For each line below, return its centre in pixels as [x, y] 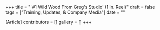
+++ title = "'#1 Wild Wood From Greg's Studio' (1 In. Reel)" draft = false [80, 7]
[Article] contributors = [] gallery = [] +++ [49, 22]
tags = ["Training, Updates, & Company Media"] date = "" [65, 12]
